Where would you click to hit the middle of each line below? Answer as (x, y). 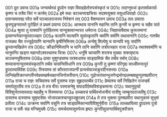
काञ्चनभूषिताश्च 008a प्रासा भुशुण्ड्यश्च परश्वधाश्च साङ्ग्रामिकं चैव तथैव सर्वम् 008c (72, 58)
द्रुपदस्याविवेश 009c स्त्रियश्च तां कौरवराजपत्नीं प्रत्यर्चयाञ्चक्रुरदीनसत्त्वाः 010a (67, 69)
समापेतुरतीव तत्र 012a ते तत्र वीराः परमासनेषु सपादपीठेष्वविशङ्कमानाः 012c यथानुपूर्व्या (73, 86)
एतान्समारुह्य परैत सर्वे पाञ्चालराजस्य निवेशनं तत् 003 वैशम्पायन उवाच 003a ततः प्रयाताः (75, 19)
